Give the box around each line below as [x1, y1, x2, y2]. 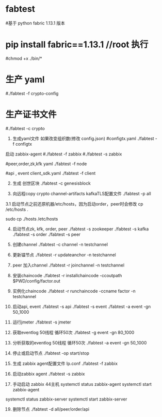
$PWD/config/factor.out [12, 278, 61, 284]
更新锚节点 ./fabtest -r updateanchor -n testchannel [12, 252, 116, 258]
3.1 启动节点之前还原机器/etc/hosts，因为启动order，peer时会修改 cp [5, 201, 144, 207]
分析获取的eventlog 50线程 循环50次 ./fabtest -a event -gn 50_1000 [12, 340, 147, 345]
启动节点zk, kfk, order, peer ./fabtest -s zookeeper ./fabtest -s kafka [12, 226, 149, 232]
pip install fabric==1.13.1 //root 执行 [5, 39, 148, 50]
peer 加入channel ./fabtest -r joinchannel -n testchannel [12, 262, 125, 268]
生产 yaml [5, 74, 45, 85]
